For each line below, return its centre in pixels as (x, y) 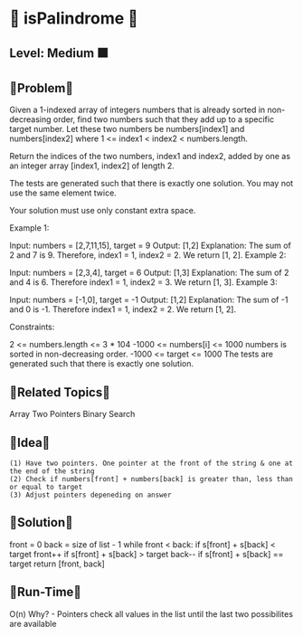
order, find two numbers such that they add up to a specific (163, 119)
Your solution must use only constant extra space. (103, 211)
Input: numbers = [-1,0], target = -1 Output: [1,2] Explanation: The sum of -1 (149, 300)
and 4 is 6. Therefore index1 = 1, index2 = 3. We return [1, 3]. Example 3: (143, 282)
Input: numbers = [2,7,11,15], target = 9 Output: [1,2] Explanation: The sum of (151, 246)
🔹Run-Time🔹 (46, 592)
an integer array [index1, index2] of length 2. (92, 166)
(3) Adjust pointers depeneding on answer (90, 495)
